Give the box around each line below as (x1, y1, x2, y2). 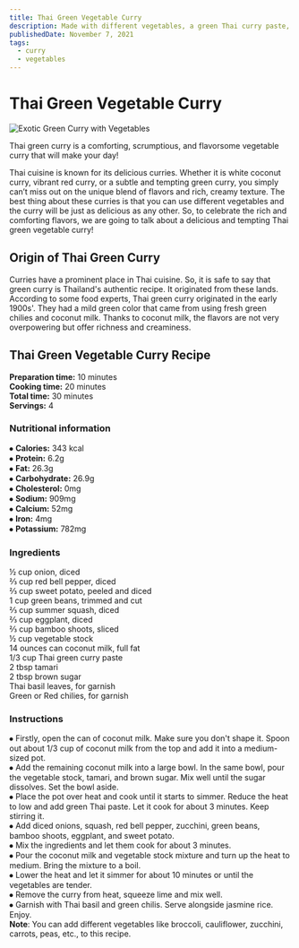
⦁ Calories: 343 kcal (9, 443, 85, 453)
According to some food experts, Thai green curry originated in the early (9, 293, 278, 304)
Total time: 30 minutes (9, 391, 94, 401)
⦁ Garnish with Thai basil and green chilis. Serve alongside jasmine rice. (9, 900, 274, 910)
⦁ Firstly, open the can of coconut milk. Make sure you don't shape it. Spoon (9, 733, 290, 744)
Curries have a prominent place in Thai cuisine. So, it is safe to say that (9, 274, 271, 285)
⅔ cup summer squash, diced (9, 605, 120, 616)
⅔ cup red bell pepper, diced (9, 576, 116, 587)
